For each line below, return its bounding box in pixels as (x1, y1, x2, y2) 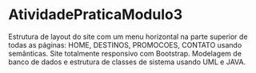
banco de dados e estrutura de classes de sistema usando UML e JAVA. (8, 57, 246, 67)
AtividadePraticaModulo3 (8, 6, 183, 24)
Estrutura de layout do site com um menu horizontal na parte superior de (8, 32, 248, 41)
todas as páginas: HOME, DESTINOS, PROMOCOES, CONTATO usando (8, 40, 242, 49)
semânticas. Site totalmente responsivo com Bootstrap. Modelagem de (8, 48, 242, 58)
